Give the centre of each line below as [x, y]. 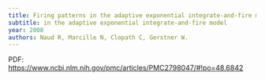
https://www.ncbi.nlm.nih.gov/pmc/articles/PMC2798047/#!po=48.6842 [126, 68]
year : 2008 [26, 30]
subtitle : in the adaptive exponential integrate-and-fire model [118, 23]
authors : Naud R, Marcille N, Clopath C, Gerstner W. [99, 37]
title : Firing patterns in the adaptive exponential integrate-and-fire [130, 15]
